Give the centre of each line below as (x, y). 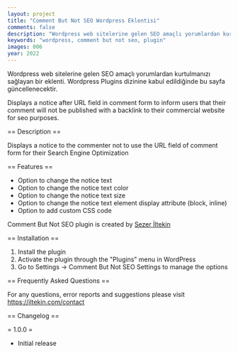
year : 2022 (23, 54)
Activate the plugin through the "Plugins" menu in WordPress (107, 259)
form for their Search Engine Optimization (68, 153)
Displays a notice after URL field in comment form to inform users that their (117, 102)
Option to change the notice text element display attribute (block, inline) (122, 202)
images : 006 (25, 47)
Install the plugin (41, 251)
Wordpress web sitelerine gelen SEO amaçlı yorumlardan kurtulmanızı (109, 74)
